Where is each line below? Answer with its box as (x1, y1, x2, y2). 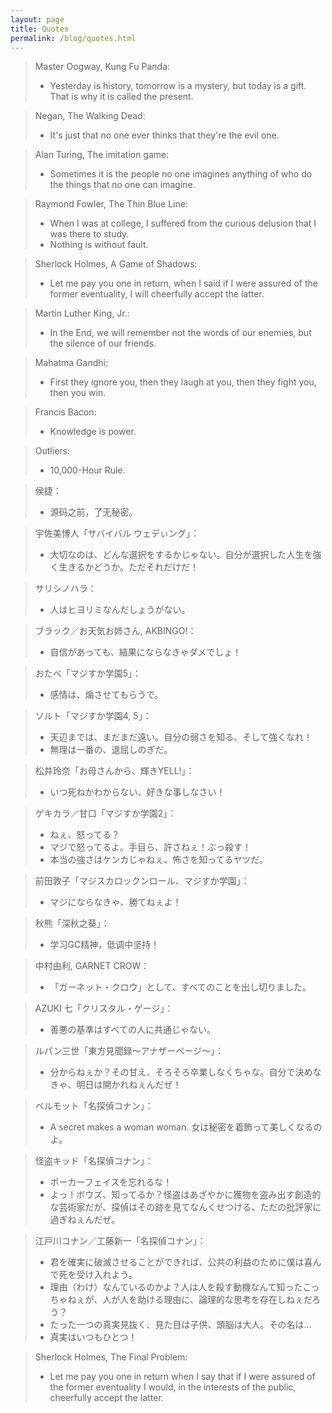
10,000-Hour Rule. (49, 464, 126, 476)
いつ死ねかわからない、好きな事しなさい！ (49, 786, 226, 798)
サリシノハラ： (34, 582, 97, 595)
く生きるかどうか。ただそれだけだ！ (49, 561, 200, 573)
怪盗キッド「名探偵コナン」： (34, 1155, 154, 1167)
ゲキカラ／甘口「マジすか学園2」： (34, 807, 177, 820)
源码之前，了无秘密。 (49, 506, 138, 518)
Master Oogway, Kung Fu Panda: (34, 61, 171, 73)
